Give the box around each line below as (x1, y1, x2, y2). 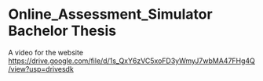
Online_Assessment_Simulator (8, 5, 214, 23)
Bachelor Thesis (8, 22, 116, 40)
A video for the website (8, 48, 84, 57)
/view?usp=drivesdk (8, 64, 75, 73)
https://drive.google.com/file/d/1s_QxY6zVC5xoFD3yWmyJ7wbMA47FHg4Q (8, 56, 255, 65)
